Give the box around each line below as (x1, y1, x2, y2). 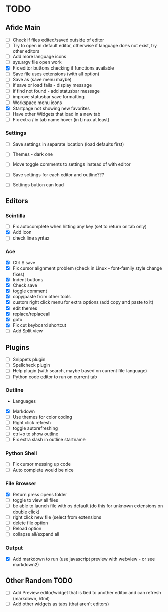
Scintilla (5, 212, 26, 219)
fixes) (12, 271, 25, 277)
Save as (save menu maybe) (12, 77, 72, 83)
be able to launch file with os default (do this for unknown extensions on (12, 503, 163, 509)
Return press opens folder (12, 491, 67, 497)
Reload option (12, 526, 42, 532)
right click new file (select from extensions (12, 514, 102, 520)
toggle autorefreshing (12, 425, 58, 431)
